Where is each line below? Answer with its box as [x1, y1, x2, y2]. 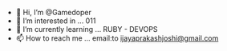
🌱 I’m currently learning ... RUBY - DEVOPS [15, 25, 158, 33]
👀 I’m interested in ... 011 [15, 16, 96, 25]
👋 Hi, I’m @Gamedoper [15, 8, 92, 17]
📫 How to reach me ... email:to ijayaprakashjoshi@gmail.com [15, 33, 219, 43]
